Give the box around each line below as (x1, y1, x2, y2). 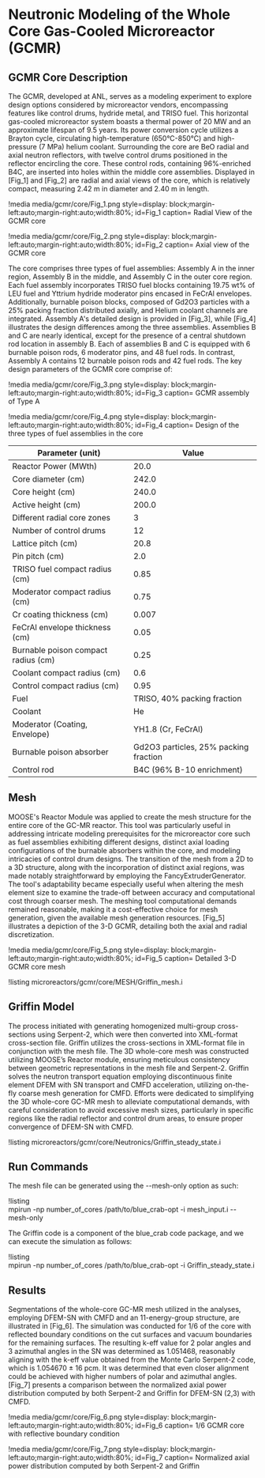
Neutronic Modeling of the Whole (8, 6, 231, 24)
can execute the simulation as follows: (8, 1237, 132, 1246)
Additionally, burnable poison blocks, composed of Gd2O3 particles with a (8, 297, 250, 306)
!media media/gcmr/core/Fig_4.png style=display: (8, 412, 170, 421)
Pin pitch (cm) (12, 551, 65, 561)
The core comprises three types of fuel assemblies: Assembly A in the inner (8, 263, 255, 273)
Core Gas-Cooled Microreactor (8, 22, 215, 40)
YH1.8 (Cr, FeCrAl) (133, 724, 203, 735)
